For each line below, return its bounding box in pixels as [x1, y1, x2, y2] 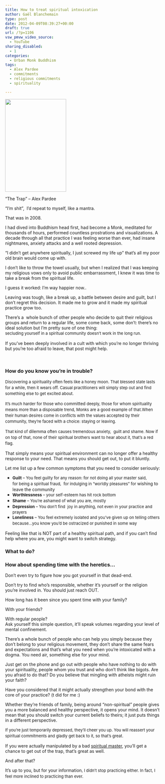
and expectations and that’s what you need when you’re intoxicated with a [5, 647, 156, 653]
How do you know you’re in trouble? [5, 367, 93, 374]
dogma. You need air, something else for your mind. [5, 652, 110, 658]
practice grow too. [5, 305, 43, 310]
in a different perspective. [5, 717, 58, 723]
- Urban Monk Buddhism [9, 58, 56, 63]
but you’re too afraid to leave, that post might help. [5, 346, 108, 351]
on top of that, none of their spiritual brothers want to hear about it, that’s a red [5, 435, 154, 440]
